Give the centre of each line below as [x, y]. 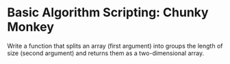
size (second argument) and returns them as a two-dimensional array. [106, 53]
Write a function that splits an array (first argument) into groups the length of [115, 46]
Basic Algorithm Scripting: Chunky [108, 13]
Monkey [31, 27]
